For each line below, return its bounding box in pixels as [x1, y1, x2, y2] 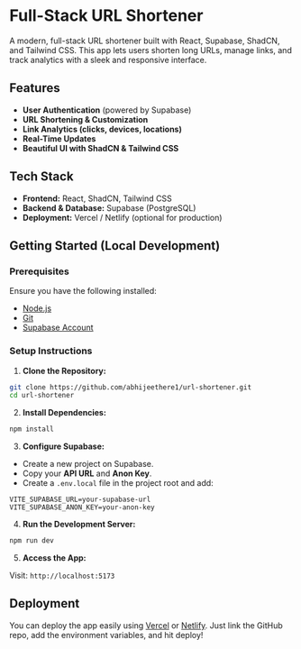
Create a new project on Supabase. [22, 459, 154, 470]
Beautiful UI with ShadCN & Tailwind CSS [22, 142, 179, 153]
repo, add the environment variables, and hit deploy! [9, 629, 204, 640]
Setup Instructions [9, 344, 93, 357]
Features [9, 80, 60, 96]
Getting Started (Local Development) [9, 238, 221, 253]
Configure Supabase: [22, 441, 105, 452]
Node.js [22, 303, 52, 314]
